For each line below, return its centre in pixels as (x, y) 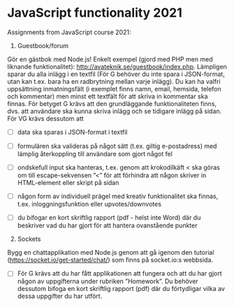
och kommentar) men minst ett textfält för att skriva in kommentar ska (108, 96)
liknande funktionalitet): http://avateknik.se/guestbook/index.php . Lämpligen (117, 66)
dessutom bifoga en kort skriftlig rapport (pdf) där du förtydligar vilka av (121, 289)
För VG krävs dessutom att (45, 118)
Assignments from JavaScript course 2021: (69, 32)
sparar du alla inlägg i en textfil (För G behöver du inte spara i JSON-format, (116, 74)
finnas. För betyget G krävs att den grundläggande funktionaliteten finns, (112, 103)
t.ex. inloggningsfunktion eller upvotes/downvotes (89, 204)
